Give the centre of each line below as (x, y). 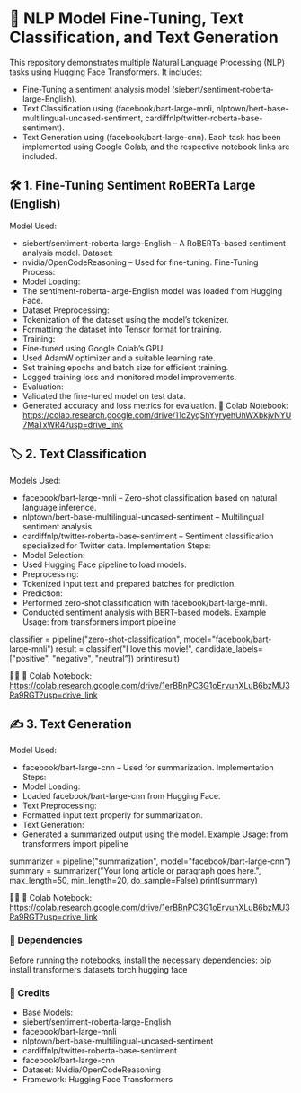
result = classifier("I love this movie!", (124, 649)
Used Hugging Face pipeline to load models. (104, 564)
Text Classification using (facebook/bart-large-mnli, (118, 108)
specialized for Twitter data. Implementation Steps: (116, 545)
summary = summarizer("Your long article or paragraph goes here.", (135, 871)
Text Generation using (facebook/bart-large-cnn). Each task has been (151, 137)
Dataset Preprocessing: (66, 310)
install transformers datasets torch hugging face (98, 969)
